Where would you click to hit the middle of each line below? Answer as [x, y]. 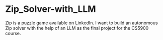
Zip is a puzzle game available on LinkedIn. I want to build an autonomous [81, 23]
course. [13, 33]
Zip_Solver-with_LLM [51, 9]
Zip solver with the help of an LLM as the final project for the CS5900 [77, 28]
